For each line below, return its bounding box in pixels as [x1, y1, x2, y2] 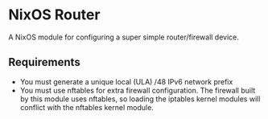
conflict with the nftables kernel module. [19, 102, 155, 112]
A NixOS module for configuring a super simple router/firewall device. [8, 32, 240, 42]
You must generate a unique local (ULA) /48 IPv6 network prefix [19, 76, 233, 86]
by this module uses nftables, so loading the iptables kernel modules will [19, 94, 261, 104]
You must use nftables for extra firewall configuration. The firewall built [19, 85, 256, 95]
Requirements [8, 55, 80, 69]
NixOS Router [8, 6, 101, 24]
